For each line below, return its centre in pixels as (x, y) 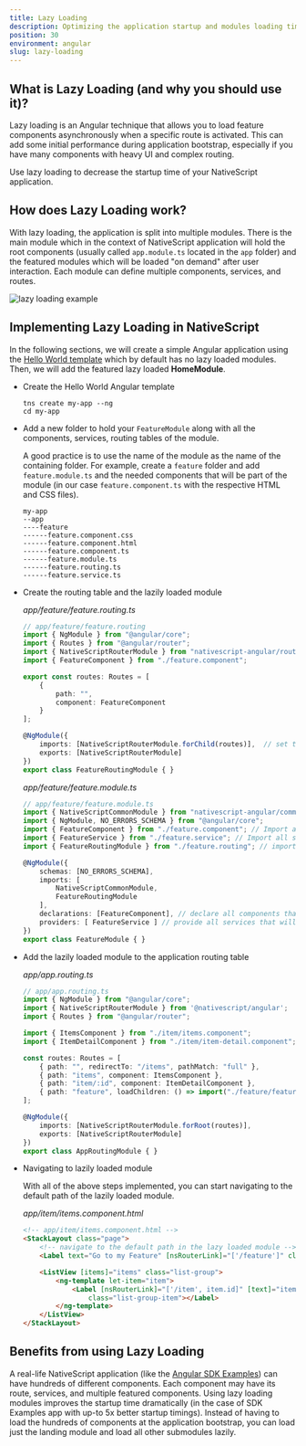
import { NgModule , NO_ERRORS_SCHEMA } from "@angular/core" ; (143, 821)
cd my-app (41, 411)
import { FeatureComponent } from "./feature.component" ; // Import (155, 829)
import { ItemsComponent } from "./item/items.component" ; (137, 1033)
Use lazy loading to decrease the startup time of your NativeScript (133, 172)
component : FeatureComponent (111, 702)
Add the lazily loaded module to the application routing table (136, 956)
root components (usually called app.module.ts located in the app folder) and (153, 251)
